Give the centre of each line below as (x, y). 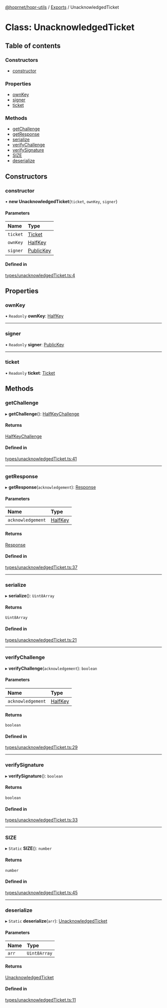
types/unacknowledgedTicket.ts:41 (41, 459)
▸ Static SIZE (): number (29, 848)
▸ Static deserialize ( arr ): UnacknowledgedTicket (56, 921)
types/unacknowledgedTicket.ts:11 (41, 1000)
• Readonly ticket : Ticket (30, 373)
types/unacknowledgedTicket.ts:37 (42, 567)
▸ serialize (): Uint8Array (30, 596)
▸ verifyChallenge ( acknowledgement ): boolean (51, 668)
